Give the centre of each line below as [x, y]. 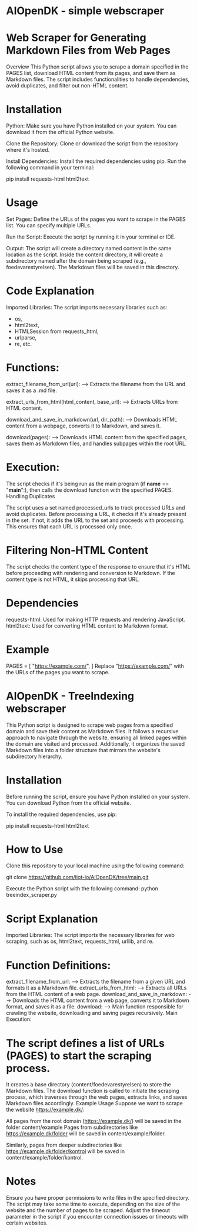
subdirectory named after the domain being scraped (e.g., [76, 261]
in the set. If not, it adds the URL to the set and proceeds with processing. [95, 520]
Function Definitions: [59, 965]
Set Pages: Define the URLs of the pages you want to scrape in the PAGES [96, 219]
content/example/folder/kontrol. [45, 1158]
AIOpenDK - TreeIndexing [70, 696]
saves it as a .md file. [31, 390]
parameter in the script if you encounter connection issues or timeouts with [97, 1217]
